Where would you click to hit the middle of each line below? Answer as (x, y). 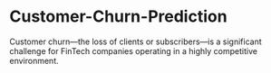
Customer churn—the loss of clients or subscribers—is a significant (136, 41)
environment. (34, 60)
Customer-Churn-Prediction (119, 17)
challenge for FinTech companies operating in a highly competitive (134, 50)
